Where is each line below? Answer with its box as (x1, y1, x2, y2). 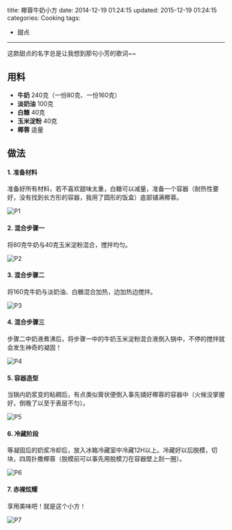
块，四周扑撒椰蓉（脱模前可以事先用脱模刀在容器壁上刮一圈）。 (7, 455, 186, 463)
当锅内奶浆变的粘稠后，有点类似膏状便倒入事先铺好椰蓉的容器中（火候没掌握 (7, 391, 225, 399)
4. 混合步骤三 (7, 318, 45, 326)
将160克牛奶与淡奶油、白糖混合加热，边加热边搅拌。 (7, 287, 157, 295)
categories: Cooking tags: (7, 14, 81, 22)
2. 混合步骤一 (7, 224, 45, 232)
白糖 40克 (17, 108, 46, 116)
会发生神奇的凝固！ (7, 344, 62, 352)
